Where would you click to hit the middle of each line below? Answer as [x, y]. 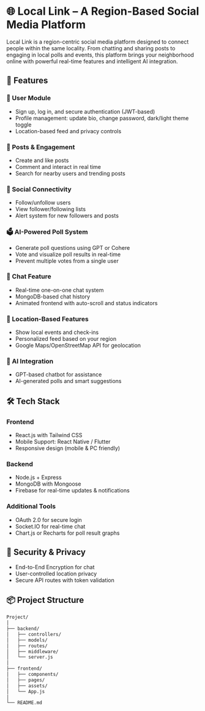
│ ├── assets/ [27, 686]
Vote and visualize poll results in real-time [68, 254]
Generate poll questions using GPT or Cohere [73, 247]
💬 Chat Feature [29, 276]
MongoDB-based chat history [53, 297]
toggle [23, 125]
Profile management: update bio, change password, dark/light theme [102, 118]
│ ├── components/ [33, 674]
